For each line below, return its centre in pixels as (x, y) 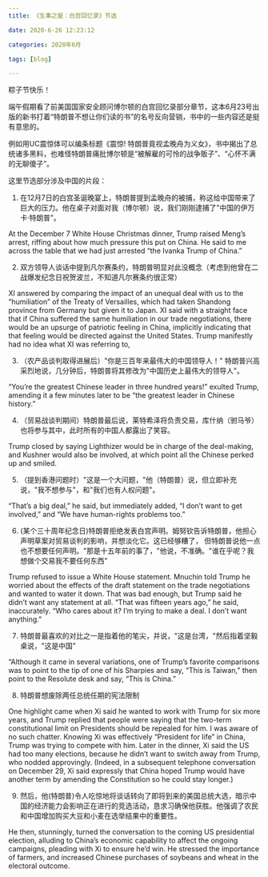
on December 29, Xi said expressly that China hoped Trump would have (127, 771)
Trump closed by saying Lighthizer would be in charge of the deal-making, (131, 447)
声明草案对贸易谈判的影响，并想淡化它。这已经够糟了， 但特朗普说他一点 (140, 541)
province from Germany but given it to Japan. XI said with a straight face (128, 310)
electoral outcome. (39, 866)
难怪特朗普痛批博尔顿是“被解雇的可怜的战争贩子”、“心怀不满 (156, 154)
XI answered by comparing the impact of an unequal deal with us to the (126, 294)
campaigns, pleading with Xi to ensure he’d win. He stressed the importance (134, 849)
